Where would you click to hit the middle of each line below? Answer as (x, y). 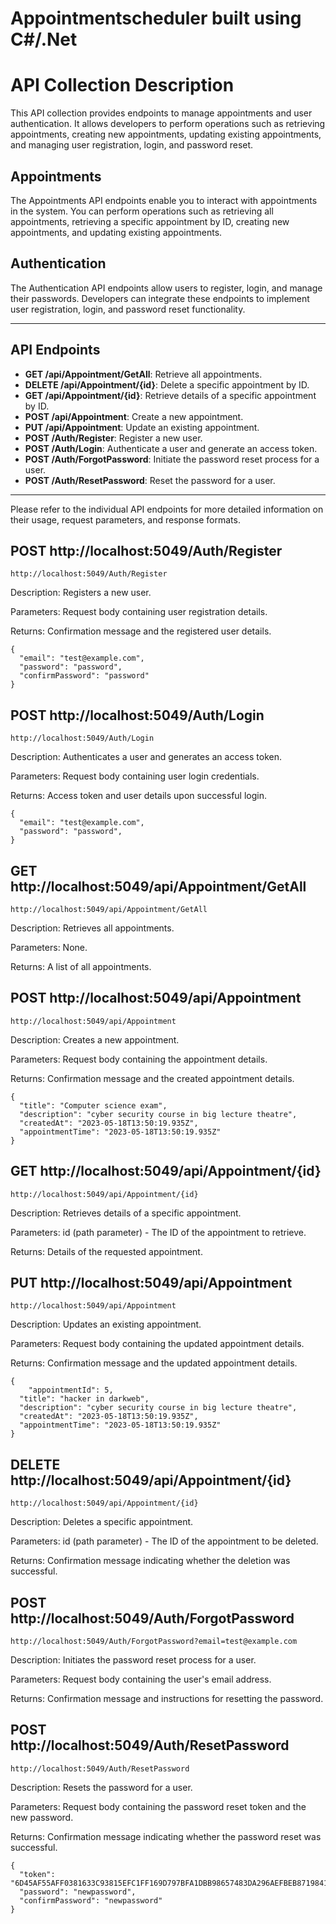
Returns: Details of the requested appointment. (106, 1251)
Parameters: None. (49, 947)
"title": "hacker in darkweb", (84, 1399)
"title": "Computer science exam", (93, 1105)
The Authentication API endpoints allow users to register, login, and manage (166, 288)
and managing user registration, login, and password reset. (132, 145)
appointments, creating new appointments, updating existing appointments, (166, 134)
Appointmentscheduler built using (156, 18)
